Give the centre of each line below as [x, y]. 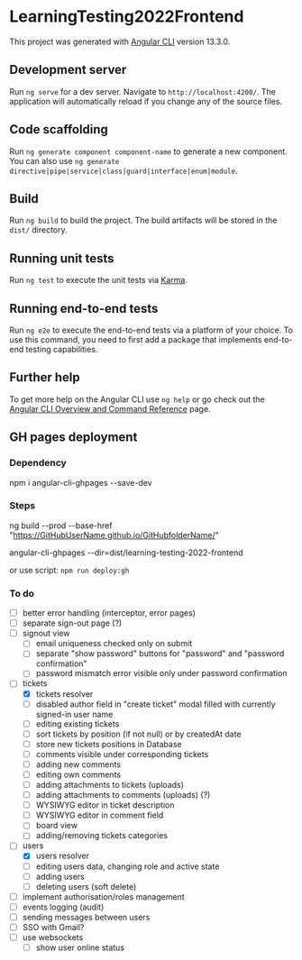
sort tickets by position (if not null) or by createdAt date [138, 734]
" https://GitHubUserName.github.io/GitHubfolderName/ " [114, 535]
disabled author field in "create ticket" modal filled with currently [156, 704]
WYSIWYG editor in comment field [100, 815]
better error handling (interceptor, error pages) [109, 613]
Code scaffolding [59, 129]
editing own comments [78, 774]
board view [57, 826]
